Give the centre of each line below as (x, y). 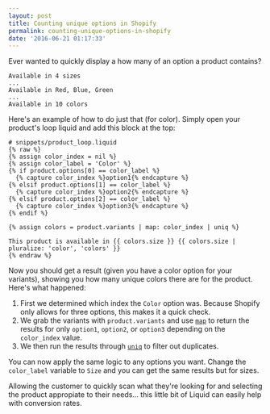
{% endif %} (28, 213)
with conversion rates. (45, 404)
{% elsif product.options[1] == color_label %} (90, 185)
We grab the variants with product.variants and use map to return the (135, 320)
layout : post (30, 16)
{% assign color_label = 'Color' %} (70, 164)
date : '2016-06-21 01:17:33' (57, 38)
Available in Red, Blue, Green (61, 90)
